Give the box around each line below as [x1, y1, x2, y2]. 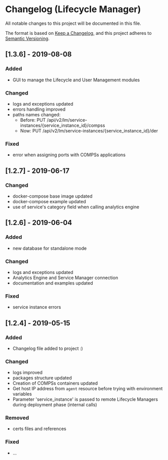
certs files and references [12, 426, 67, 432]
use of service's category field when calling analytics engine [12, 204, 140, 210]
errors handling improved [12, 106, 66, 112]
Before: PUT [20, 117, 46, 123]
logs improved [12, 370, 43, 376]
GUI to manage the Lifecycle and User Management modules [12, 77, 140, 83]
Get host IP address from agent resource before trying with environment [12, 386, 163, 392]
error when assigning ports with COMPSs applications [12, 152, 125, 158]
